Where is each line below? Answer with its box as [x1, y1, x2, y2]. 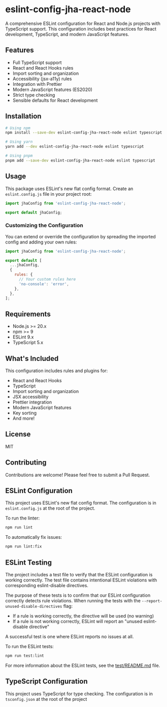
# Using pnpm [5, 153, 33, 159]
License [5, 430, 31, 439]
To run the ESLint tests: [5, 643, 54, 650]
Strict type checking [12, 91, 55, 98]
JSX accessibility [12, 394, 49, 400]
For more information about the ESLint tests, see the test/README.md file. [5, 662, 160, 668]
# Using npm [5, 126, 30, 131]
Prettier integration [12, 399, 52, 405]
